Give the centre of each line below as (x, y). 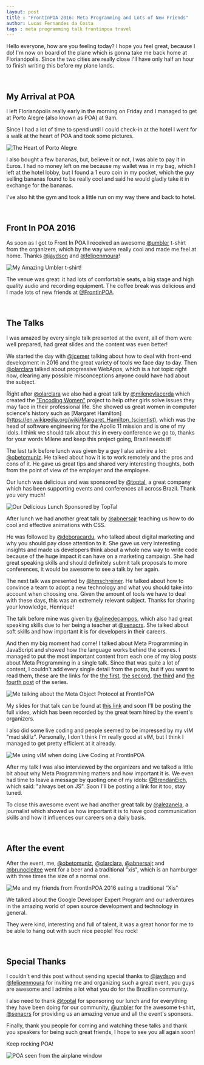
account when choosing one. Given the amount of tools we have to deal (96, 593)
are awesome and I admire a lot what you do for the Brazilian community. (97, 989)
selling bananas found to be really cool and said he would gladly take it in (98, 179)
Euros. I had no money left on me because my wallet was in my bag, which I (101, 166)
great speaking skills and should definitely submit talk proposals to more (97, 562)
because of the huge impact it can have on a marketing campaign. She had (100, 556)
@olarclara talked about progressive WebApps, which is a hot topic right (97, 369)
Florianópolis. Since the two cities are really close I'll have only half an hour (100, 59)
